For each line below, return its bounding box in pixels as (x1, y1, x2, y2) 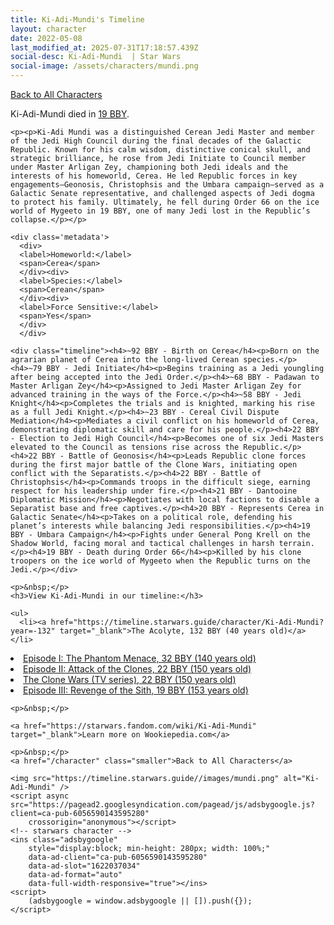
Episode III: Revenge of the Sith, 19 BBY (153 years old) (23, 684, 249, 696)
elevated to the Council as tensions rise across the (10, 442, 240, 452)
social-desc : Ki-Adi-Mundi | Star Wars (10, 52, 182, 62)
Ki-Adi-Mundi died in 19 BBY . (10, 108, 130, 120)
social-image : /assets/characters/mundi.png (10, 61, 199, 71)
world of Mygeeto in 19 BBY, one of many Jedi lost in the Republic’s (10, 206, 311, 216)
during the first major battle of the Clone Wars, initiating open (10, 460, 298, 470)
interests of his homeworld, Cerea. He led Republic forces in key (10, 171, 298, 181)
